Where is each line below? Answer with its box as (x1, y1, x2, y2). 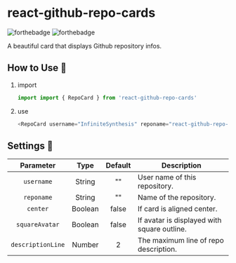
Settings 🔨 (7, 140, 53, 151)
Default (105, 161, 131, 170)
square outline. (138, 224, 188, 234)
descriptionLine (11, 241, 65, 249)
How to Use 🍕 (7, 62, 67, 74)
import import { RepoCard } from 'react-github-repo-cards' (17, 94, 197, 101)
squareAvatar (16, 221, 60, 229)
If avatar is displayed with (138, 215, 222, 225)
